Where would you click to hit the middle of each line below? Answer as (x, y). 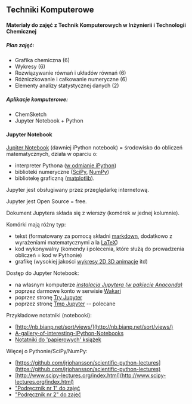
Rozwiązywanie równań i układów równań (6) (70, 73)
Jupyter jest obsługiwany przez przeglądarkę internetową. (78, 190)
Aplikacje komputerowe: (37, 99)
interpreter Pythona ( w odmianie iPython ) (66, 166)
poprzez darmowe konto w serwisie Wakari (68, 291)
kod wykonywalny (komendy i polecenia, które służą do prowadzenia (100, 249)
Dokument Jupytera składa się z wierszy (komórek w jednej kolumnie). (93, 213)
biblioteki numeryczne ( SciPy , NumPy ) (62, 172)
